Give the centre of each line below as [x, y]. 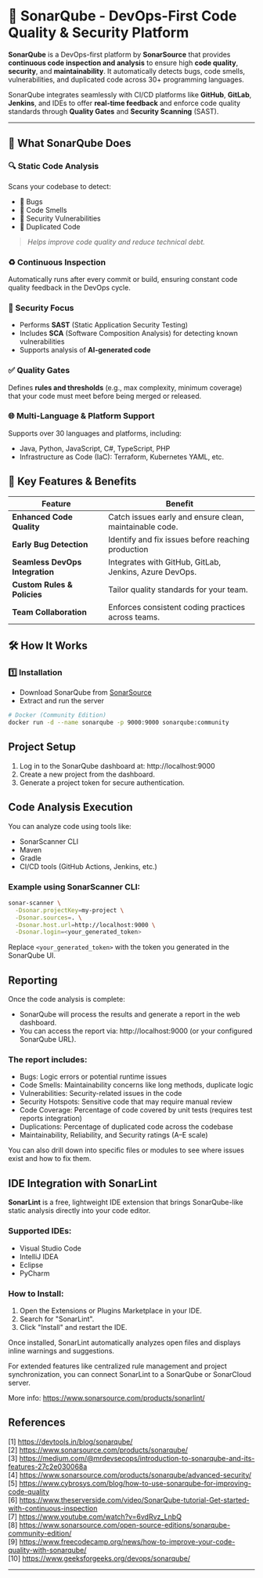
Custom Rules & [42, 584]
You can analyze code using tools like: [70, 826]
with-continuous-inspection [53, 1508]
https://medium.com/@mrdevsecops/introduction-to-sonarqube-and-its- [137, 1458]
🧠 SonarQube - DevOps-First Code [122, 16]
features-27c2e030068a [48, 1467]
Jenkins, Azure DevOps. [153, 572]
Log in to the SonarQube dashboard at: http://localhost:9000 [117, 765]
